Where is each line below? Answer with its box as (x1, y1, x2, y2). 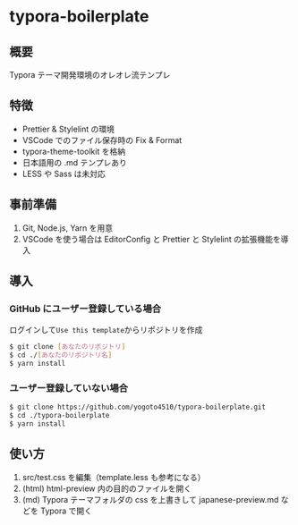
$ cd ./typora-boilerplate (9, 411, 110, 420)
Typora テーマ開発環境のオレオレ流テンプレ (9, 70, 171, 80)
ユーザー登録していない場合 (9, 382, 128, 394)
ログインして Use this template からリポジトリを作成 (9, 325, 203, 335)
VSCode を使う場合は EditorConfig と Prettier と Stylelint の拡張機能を (21, 233, 281, 244)
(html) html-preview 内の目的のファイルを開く (21, 483, 192, 494)
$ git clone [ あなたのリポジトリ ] (9, 343, 126, 351)
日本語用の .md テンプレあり (21, 157, 128, 167)
